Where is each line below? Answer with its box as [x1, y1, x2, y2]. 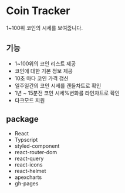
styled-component [14, 142, 60, 149]
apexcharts [14, 174, 42, 181]
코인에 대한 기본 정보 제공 [14, 67, 73, 74]
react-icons [14, 161, 43, 168]
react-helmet [14, 167, 46, 174]
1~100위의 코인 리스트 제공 [14, 60, 76, 67]
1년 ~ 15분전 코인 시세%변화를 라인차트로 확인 [14, 89, 120, 96]
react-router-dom [14, 148, 58, 155]
